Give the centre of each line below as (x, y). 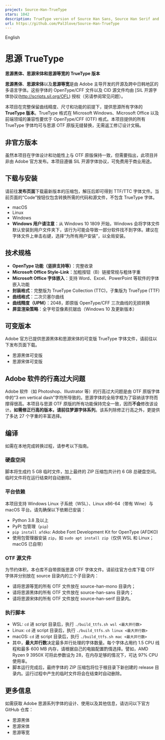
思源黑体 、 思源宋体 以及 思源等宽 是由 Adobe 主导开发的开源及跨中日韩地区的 (82, 84)
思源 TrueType (35, 59)
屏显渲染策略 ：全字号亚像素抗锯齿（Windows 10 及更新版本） (75, 309)
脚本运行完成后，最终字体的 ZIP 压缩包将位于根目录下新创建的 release (83, 667)
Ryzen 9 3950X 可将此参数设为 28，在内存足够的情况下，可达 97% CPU (85, 655)
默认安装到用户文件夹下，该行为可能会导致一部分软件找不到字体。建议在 (85, 229)
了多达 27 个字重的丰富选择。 (35, 416)
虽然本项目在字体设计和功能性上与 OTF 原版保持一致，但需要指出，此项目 (79, 155)
